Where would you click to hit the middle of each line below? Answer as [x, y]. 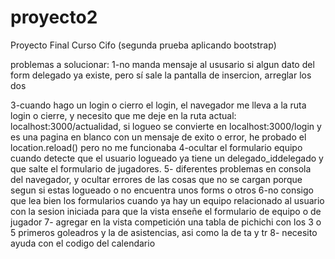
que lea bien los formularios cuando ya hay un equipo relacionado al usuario [167, 200]
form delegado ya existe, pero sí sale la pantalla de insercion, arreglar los [161, 75]
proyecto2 [54, 17]
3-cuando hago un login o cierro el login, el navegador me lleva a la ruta [158, 105]
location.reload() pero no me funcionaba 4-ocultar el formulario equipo [156, 147]
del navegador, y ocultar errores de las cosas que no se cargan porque [156, 179]
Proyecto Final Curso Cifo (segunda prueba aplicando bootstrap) [143, 45]
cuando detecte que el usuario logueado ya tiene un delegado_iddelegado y [167, 158]
